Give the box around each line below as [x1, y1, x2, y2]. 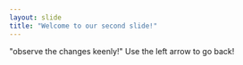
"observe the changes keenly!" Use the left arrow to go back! [9, 45, 235, 56]
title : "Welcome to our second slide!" [9, 21, 158, 30]
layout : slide [9, 12, 63, 22]
